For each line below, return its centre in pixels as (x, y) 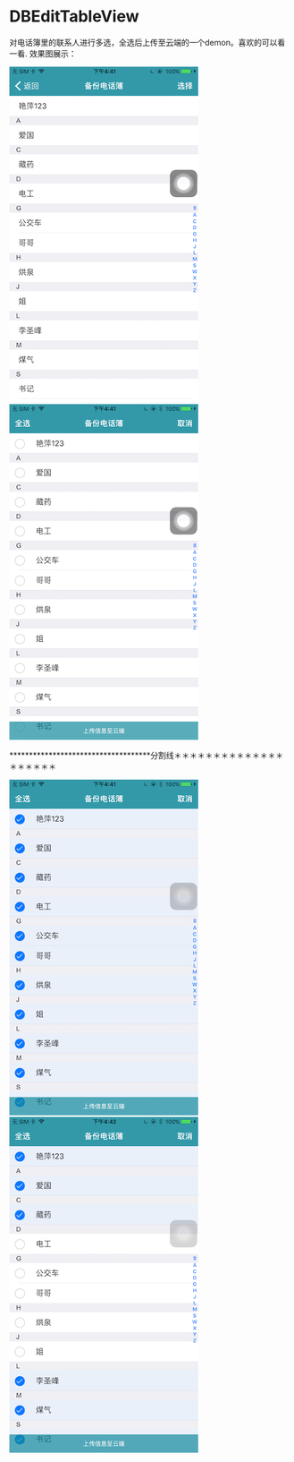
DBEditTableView (74, 17)
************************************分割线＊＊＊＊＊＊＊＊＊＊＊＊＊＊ (147, 755)
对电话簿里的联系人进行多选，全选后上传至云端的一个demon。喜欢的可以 (143, 42)
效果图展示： (53, 53)
